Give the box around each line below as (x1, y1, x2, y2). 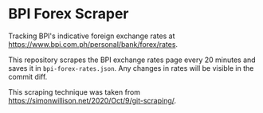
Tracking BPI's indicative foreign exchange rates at (8, 31, 175, 41)
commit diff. (8, 72, 48, 81)
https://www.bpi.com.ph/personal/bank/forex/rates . (8, 39, 178, 49)
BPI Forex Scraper (8, 5, 129, 23)
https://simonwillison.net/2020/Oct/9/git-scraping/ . (8, 95, 177, 105)
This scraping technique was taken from (8, 87, 141, 96)
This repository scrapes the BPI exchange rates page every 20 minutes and (8, 55, 257, 64)
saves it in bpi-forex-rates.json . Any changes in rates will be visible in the (8, 63, 254, 72)
